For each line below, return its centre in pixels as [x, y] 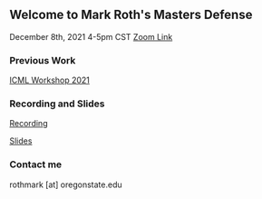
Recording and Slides [58, 104]
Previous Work [43, 60]
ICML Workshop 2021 [50, 80]
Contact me [36, 164]
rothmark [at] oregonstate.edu [66, 184]
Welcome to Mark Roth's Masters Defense [131, 15]
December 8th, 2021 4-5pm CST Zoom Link [91, 36]
